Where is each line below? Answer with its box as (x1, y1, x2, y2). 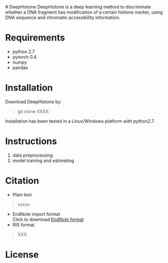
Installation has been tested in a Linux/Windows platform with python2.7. (5, 118, 155, 124)
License (5, 249, 39, 260)
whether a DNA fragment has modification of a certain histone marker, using (5, 9, 163, 15)
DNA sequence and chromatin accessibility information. (5, 15, 120, 21)
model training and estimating (12, 157, 74, 163)
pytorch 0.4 (12, 54, 37, 60)
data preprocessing (12, 152, 53, 158)
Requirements (5, 32, 65, 44)
